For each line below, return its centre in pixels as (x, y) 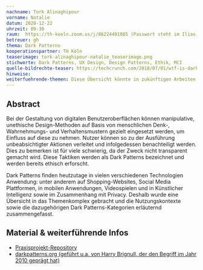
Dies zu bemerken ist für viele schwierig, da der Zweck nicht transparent (97, 150)
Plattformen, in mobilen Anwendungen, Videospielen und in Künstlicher (95, 188)
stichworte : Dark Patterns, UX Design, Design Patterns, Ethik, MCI (94, 62)
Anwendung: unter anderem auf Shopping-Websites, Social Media (89, 182)
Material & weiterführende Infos (67, 233)
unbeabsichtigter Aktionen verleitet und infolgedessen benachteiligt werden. (101, 144)
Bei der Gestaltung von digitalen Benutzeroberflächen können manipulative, (100, 118)
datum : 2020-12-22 (29, 23)
